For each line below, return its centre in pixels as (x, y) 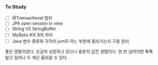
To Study (16, 7)
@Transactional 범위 (32, 18)
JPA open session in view (37, 23)
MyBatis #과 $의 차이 (32, 35)
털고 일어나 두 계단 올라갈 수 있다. (36, 57)
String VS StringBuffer (34, 29)
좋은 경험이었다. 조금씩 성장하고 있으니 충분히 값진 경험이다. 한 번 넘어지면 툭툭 (79, 51)
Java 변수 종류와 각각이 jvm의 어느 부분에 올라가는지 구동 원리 (71, 41)
